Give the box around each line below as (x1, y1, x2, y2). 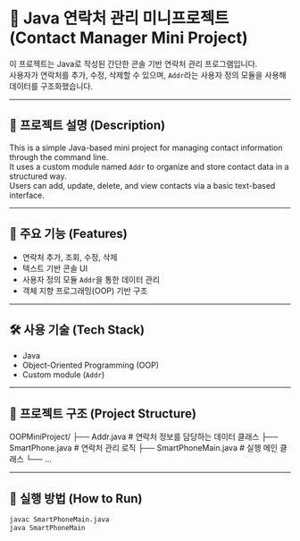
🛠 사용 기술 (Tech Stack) (9, 322, 146, 337)
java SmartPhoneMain (9, 523, 87, 532)
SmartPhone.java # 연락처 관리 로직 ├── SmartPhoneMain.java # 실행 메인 (9, 443, 279, 453)
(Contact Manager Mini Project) (9, 28, 248, 48)
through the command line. (9, 151, 109, 162)
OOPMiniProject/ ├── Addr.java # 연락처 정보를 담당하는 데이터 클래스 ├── (9, 431, 279, 443)
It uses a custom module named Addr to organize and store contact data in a (9, 161, 289, 172)
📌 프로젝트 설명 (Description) (9, 118, 166, 133)
